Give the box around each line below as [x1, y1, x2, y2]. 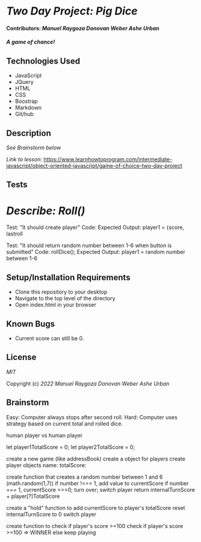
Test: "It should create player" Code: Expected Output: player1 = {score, [6, 224, 185, 231]
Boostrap [14, 98, 38, 105]
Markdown [14, 104, 42, 111]
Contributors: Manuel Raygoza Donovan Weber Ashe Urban [6, 24, 159, 31]
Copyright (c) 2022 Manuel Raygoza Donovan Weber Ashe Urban [6, 379, 170, 387]
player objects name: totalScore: [6, 461, 87, 469]
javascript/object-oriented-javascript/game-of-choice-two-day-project [6, 162, 182, 169]
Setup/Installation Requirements [6, 272, 131, 282]
